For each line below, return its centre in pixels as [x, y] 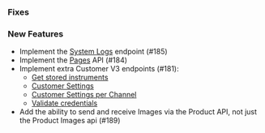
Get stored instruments [70, 77]
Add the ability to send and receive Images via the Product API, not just [138, 112]
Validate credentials [64, 103]
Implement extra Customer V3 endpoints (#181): [99, 69]
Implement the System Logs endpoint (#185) [93, 52]
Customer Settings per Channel [84, 95]
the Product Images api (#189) [70, 121]
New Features [36, 33]
